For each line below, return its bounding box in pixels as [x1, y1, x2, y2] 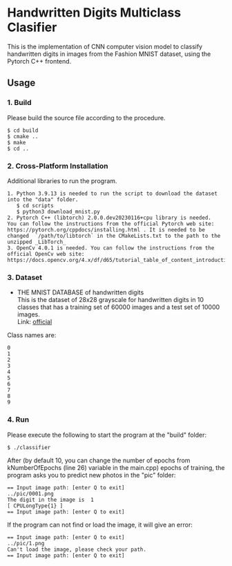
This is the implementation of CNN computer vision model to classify [7, 42, 202, 50]
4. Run [7, 415, 30, 424]
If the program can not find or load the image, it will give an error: [7, 520, 193, 529]
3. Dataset [7, 272, 43, 282]
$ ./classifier [7, 444, 51, 451]
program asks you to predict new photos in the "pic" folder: [7, 471, 176, 479]
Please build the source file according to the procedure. [7, 113, 166, 122]
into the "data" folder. [7, 196, 79, 203]
